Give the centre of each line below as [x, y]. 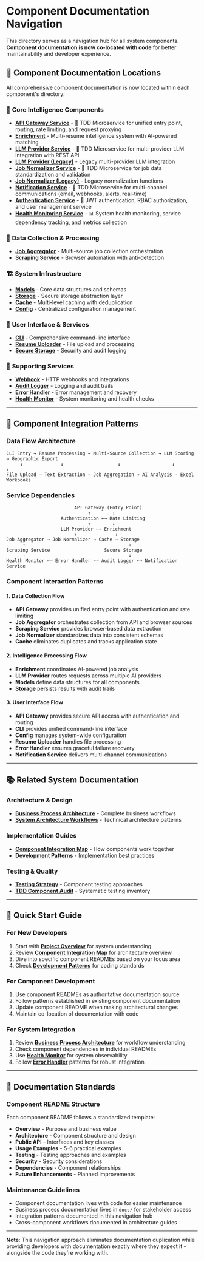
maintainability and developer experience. [59, 53]
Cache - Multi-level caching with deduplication [74, 302]
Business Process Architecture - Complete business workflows [95, 813]
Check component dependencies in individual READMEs [86, 1049]
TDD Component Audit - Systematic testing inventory [83, 891]
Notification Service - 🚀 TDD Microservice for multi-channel [91, 188]
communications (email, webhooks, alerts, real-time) [81, 194]
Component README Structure [53, 1104]
